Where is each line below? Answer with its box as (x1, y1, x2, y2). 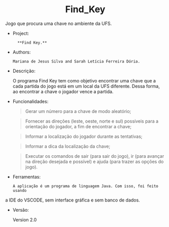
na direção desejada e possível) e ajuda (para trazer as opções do (25, 158, 164, 164)
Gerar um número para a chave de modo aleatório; (25, 108, 131, 114)
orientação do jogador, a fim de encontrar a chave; (25, 123, 132, 129)
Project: (12, 30, 29, 36)
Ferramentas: (12, 174, 41, 180)
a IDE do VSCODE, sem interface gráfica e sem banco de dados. (5, 197, 141, 203)
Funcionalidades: (12, 98, 49, 104)
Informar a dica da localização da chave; (25, 143, 111, 149)
